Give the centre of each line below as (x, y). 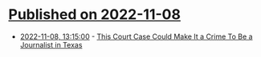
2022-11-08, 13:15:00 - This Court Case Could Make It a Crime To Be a (136, 36)
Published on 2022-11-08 (94, 15)
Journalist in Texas (51, 44)
